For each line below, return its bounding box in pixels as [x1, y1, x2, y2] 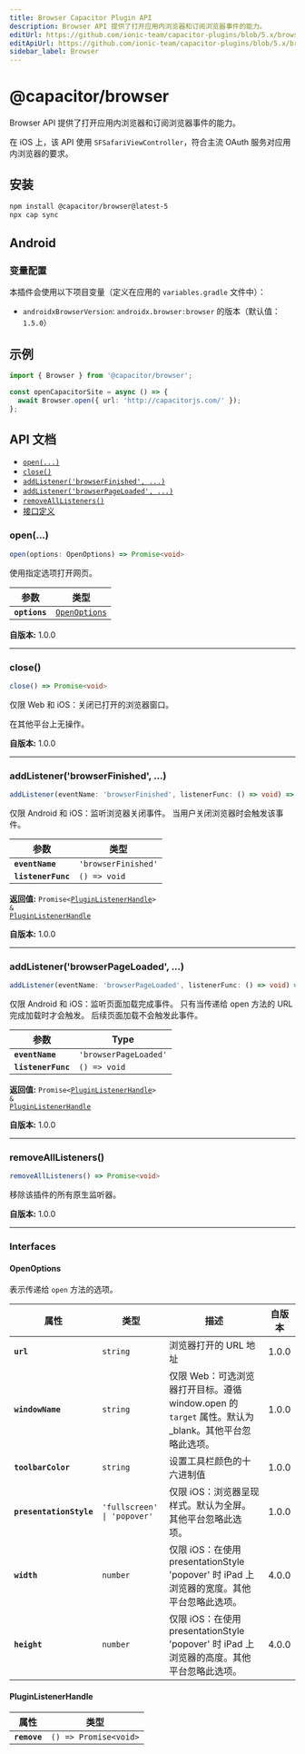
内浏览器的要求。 [9, 148, 74, 159]
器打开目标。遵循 [169, 1383, 242, 1396]
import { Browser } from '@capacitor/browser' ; [9, 372, 193, 381]
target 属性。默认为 [169, 1411, 254, 1423]
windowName [14, 1404, 61, 1415]
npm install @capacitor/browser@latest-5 [9, 202, 169, 211]
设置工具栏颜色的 [169, 1455, 242, 1468]
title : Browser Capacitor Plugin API [9, 13, 152, 23]
